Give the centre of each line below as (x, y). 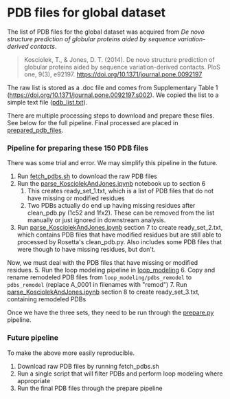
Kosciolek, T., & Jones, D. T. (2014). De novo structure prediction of (119, 59)
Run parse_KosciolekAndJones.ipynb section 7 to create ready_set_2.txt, (120, 228)
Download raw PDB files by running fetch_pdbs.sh (88, 366)
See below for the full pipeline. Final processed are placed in (93, 122)
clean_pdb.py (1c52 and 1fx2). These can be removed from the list (121, 213)
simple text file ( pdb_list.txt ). (47, 102)
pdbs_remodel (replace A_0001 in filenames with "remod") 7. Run (97, 285)
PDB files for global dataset (87, 13)
